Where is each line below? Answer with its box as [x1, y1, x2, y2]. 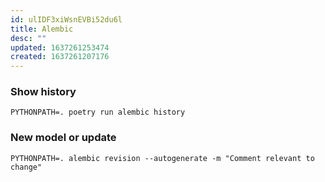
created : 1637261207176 [10, 52, 110, 62]
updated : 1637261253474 [10, 42, 110, 53]
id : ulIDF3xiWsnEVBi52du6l [10, 14, 123, 25]
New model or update [10, 131, 117, 145]
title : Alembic [10, 24, 74, 34]
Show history [10, 85, 77, 99]
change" [10, 162, 43, 172]
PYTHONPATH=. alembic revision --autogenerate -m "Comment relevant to [10, 153, 315, 163]
